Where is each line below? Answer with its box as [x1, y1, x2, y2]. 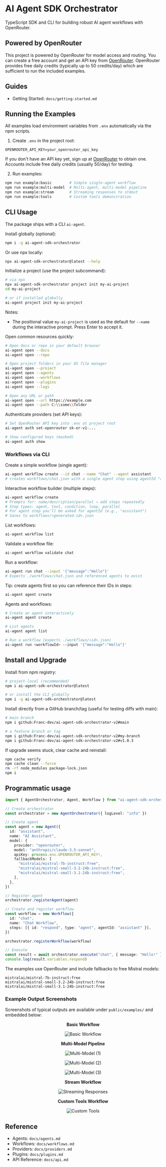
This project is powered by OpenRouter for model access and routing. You [5, 52, 156, 58]
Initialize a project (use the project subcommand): [5, 268, 106, 274]
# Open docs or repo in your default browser [5, 343, 100, 348]
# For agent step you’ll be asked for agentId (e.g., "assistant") [5, 509, 147, 514]
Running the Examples [5, 109, 76, 118]
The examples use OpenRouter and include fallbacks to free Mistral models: [5, 966, 160, 972]
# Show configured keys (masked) [5, 434, 74, 440]
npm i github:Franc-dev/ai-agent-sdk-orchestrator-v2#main [5, 720, 129, 725]
